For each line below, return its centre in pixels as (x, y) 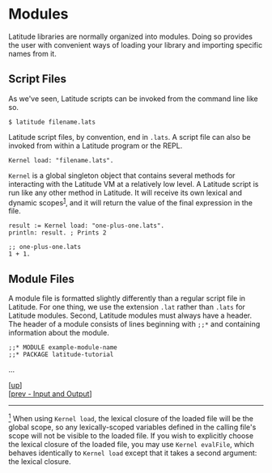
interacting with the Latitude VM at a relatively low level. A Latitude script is (134, 184)
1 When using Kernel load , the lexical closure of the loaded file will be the (131, 418)
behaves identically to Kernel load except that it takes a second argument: (133, 453)
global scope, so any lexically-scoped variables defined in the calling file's (132, 427)
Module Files (41, 279)
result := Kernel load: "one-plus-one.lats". (86, 226)
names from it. (32, 53)
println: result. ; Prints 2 (57, 233)
